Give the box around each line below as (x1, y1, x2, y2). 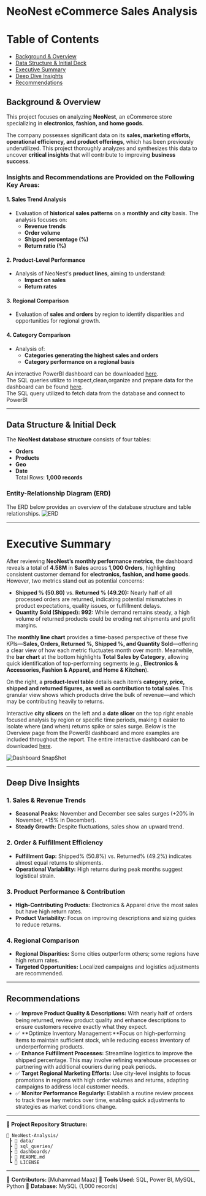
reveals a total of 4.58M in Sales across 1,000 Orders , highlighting (6, 564, 176, 571)
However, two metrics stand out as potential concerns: (6, 576, 145, 584)
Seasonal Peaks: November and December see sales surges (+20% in (15, 810, 194, 817)
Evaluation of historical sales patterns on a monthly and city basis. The (15, 210, 199, 217)
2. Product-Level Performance (6, 256, 86, 264)
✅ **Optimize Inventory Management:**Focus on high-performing (15, 1029, 186, 1037)
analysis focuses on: (15, 216, 67, 224)
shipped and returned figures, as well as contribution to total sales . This (6, 684, 193, 692)
